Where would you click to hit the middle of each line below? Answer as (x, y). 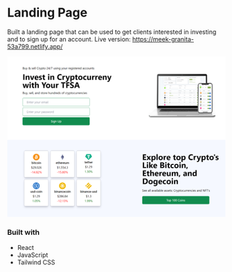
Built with (24, 233)
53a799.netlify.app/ (35, 46)
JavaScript (33, 255)
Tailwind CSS (36, 262)
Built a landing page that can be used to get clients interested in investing (112, 32)
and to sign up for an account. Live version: (69, 39)
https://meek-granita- (163, 39)
